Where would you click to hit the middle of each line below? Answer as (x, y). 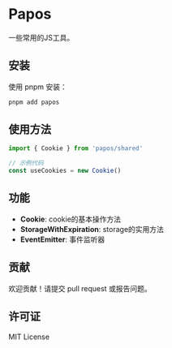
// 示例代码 (26, 163)
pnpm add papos (34, 102)
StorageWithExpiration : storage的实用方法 (92, 229)
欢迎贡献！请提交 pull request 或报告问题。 (80, 288)
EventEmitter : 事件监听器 (62, 239)
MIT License (29, 337)
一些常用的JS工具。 (41, 37)
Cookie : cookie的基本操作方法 (71, 219)
